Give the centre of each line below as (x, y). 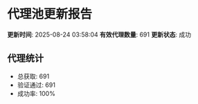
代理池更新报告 (50, 14)
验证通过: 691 (36, 85)
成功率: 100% (36, 93)
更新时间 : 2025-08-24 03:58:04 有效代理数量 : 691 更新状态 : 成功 (99, 34)
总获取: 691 (33, 76)
